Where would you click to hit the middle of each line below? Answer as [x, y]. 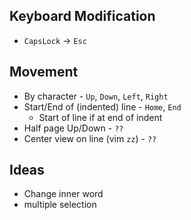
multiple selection [60, 205]
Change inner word [63, 194]
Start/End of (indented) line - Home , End [102, 106]
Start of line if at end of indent [100, 117]
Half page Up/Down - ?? [73, 128]
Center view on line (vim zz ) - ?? [90, 138]
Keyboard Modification [82, 16]
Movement [44, 72]
